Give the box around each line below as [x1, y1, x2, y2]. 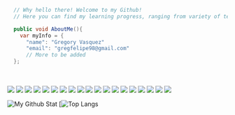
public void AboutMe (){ [13, 25, 83, 33]
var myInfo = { [20, 32, 64, 39]
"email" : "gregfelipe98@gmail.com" [25, 45, 130, 52]
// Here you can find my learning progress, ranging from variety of [13, 13, 220, 20]
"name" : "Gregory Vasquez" [25, 38, 105, 45]
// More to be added [25, 52, 86, 59]
